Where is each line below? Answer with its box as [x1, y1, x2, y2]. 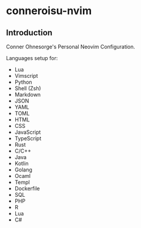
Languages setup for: [6, 55, 58, 61]
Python [14, 78, 32, 85]
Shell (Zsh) [14, 85, 41, 92]
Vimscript [14, 72, 38, 79]
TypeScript [14, 135, 42, 142]
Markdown [14, 91, 41, 98]
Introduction [6, 28, 53, 38]
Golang [14, 166, 32, 173]
